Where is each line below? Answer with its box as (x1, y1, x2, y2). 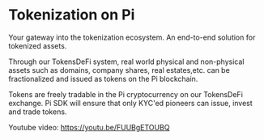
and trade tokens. (8, 107, 67, 117)
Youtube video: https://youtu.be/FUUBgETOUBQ (8, 122, 170, 132)
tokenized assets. (8, 40, 67, 50)
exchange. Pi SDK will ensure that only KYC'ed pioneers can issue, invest (8, 98, 253, 108)
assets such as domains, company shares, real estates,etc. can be (8, 65, 231, 74)
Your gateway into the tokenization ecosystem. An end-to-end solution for (8, 32, 256, 42)
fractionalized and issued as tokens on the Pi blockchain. (8, 74, 198, 83)
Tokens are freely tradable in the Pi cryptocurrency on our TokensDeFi (8, 89, 243, 99)
